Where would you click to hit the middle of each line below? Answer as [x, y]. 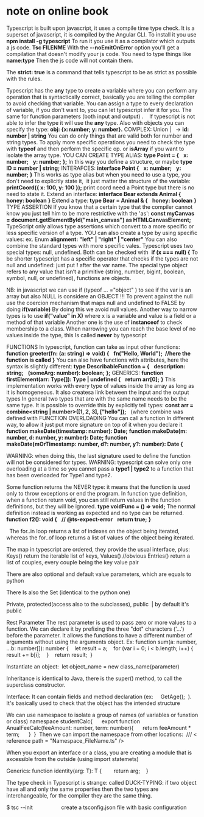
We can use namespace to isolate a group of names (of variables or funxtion [102, 715]
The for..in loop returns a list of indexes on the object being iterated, [94, 531]
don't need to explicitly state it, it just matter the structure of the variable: [98, 181]
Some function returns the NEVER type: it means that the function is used [98, 487]
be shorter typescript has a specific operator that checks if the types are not [102, 258]
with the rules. [24, 79]
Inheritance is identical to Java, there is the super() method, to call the [94, 678]
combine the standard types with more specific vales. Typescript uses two [100, 245]
